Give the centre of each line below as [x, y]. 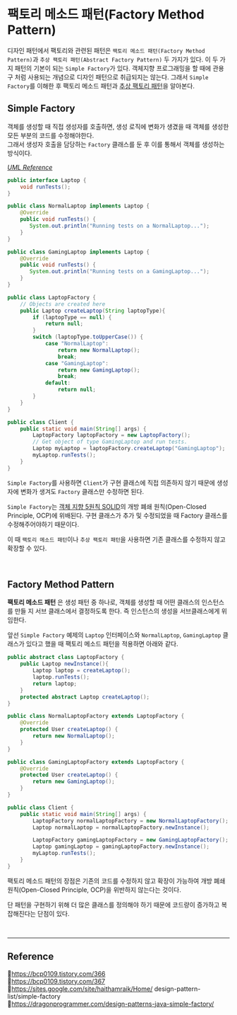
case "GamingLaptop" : [77, 363]
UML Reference [30, 167]
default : [58, 383]
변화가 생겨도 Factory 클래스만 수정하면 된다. [82, 491]
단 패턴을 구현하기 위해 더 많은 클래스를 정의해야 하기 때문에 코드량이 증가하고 [114, 905]
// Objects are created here [63, 304]
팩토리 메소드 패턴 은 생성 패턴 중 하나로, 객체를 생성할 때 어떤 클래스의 [104, 602]
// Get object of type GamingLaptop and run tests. [110, 442]
